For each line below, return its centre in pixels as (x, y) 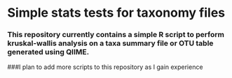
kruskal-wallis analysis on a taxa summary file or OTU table (110, 43)
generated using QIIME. (48, 52)
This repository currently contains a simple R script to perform (116, 35)
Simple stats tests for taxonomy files (116, 13)
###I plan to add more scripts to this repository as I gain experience (105, 67)
